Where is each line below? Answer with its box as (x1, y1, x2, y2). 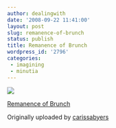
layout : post (7, 23, 45, 30)
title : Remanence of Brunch (7, 42, 88, 49)
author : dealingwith (7, 10, 67, 17)
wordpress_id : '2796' (7, 49, 69, 56)
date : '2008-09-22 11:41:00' (7, 17, 91, 23)
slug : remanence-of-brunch (7, 29, 84, 36)
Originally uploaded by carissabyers (7, 113, 109, 121)
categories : (7, 55, 41, 62)
